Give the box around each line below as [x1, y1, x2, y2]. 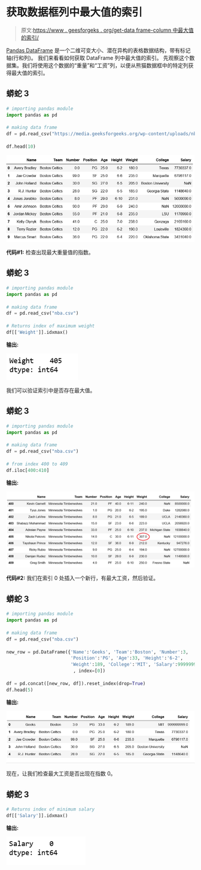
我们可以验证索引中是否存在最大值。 [6, 387, 96, 394]
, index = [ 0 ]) [72, 668, 106, 674]
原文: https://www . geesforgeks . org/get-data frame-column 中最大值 [20, 26, 194, 34]
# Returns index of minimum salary [6, 806, 95, 812]
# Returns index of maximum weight [6, 323, 95, 329]
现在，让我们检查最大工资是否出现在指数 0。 [6, 770, 116, 778]
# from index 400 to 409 [6, 461, 68, 467]
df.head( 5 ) [6, 687, 33, 693]
